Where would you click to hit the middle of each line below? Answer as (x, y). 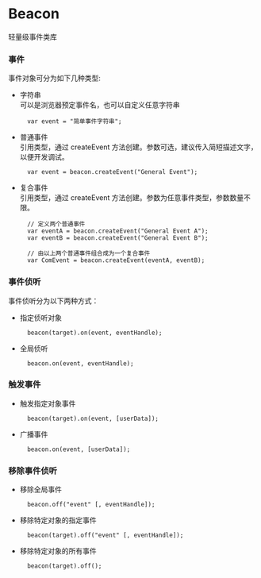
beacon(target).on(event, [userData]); (93, 418)
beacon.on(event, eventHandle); (81, 363)
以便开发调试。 (44, 157)
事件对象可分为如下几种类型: (55, 78)
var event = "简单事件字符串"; (75, 121)
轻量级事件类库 (33, 37)
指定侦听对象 (40, 318)
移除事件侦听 (33, 471)
